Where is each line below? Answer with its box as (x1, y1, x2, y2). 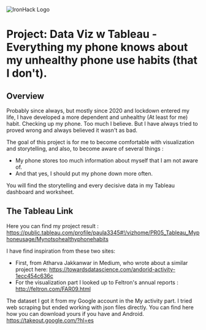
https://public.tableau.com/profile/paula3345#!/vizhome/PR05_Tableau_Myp (6, 229, 200, 236)
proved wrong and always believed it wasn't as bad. (6, 126, 138, 134)
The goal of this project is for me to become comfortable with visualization (6, 139, 194, 145)
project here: (15, 266, 48, 273)
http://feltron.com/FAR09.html (15, 285, 91, 293)
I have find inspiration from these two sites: (6, 247, 115, 255)
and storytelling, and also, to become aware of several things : (6, 145, 164, 152)
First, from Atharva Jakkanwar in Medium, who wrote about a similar (15, 259, 188, 266)
